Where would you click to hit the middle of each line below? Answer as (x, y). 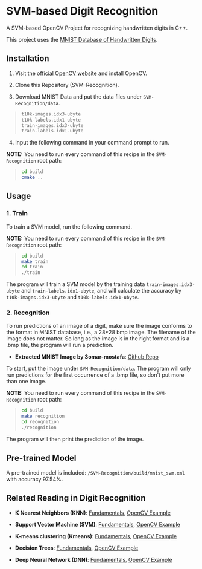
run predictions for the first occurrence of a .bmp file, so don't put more (95, 375)
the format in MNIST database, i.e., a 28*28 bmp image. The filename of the (101, 332)
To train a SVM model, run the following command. (69, 226)
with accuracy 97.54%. (35, 479)
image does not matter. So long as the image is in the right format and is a (98, 339)
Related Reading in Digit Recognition (76, 498)
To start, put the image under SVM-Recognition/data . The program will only (99, 369)
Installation (28, 59)
